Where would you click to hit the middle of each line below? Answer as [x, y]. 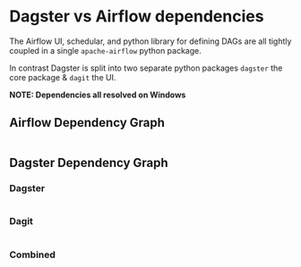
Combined [33, 254]
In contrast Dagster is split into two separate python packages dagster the [146, 68]
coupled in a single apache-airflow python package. [105, 50]
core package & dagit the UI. [63, 77]
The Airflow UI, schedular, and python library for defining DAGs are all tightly [150, 41]
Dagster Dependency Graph [89, 163]
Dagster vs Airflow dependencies [137, 17]
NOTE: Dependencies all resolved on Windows [98, 95]
